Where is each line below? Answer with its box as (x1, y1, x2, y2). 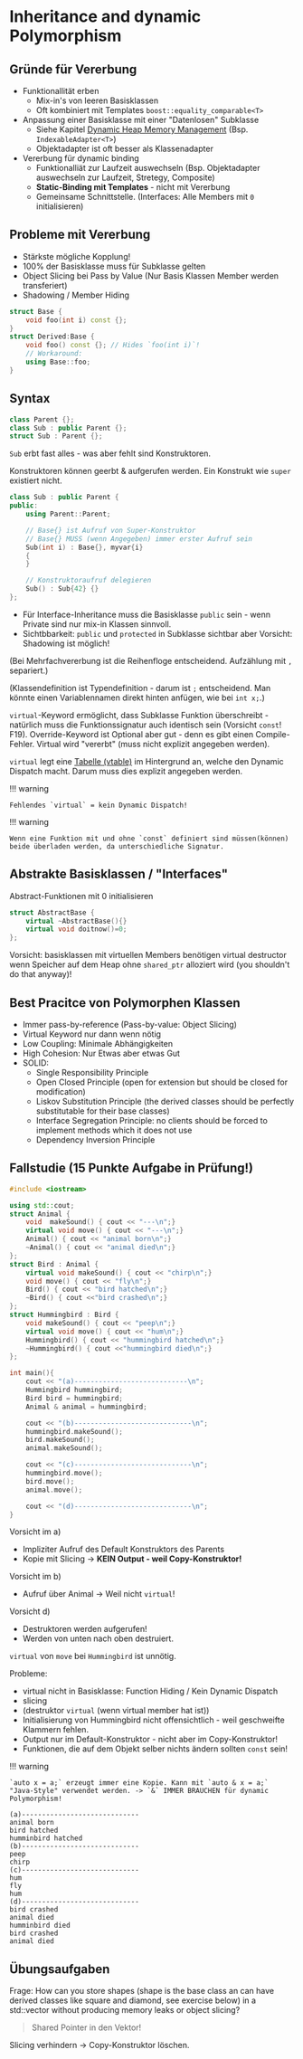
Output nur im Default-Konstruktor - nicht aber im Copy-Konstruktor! (22, 1734, 279, 1745)
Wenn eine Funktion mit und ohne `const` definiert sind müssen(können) (9, 834, 289, 843)
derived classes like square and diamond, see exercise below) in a (9, 1995, 256, 2006)
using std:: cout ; (9, 1200, 75, 1210)
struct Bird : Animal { (9, 1259, 99, 1268)
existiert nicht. (9, 475, 62, 486)
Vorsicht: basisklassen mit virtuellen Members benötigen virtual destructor (9, 950, 288, 961)
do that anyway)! (9, 969, 72, 980)
